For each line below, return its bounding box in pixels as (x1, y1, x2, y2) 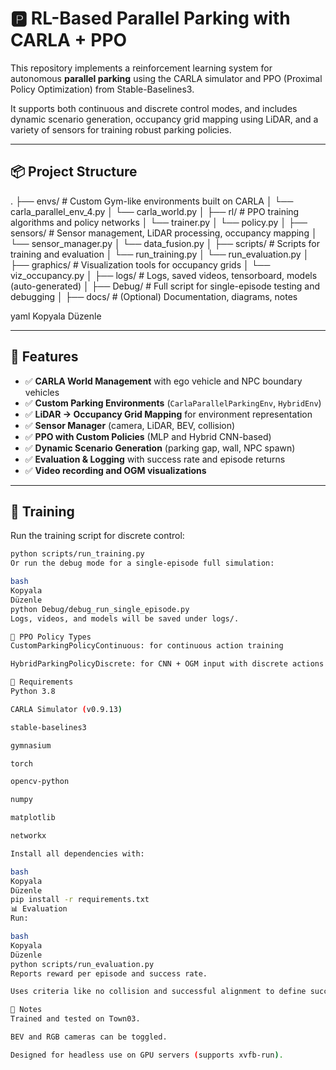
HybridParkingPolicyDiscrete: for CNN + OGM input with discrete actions (10, 659, 325, 669)
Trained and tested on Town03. (10, 1014, 141, 1024)
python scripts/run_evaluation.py (10, 959, 155, 969)
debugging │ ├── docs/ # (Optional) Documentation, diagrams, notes (10, 290, 298, 302)
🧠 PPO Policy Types (10, 632, 92, 642)
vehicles (24, 386, 60, 398)
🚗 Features (10, 348, 79, 366)
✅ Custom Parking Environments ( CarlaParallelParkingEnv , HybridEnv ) (24, 397, 322, 409)
